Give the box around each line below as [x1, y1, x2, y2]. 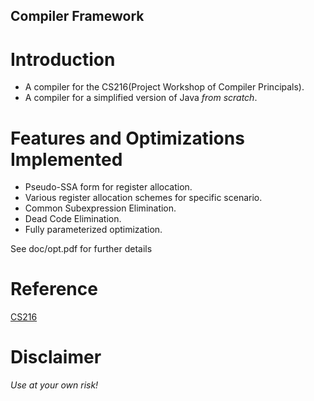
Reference [10, 278, 98, 301]
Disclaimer [10, 346, 102, 369]
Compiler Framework [10, 8, 145, 25]
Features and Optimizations [10, 127, 245, 149]
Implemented [10, 148, 123, 171]
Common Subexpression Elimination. [24, 202, 177, 214]
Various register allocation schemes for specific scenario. [24, 192, 263, 204]
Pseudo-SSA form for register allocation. [24, 181, 193, 193]
